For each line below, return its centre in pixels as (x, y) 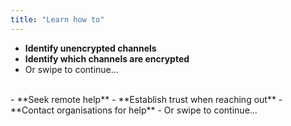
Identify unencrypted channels (90, 48)
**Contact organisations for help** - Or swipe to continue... (134, 110)
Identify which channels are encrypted (107, 58)
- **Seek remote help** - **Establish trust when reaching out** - (146, 99)
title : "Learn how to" (57, 19)
